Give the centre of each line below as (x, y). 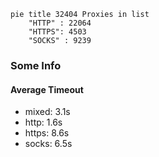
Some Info (36, 65)
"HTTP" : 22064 (60, 23)
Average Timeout (47, 89)
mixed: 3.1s (47, 112)
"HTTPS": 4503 (57, 32)
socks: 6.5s (48, 144)
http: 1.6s (43, 122)
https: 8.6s (47, 133)
